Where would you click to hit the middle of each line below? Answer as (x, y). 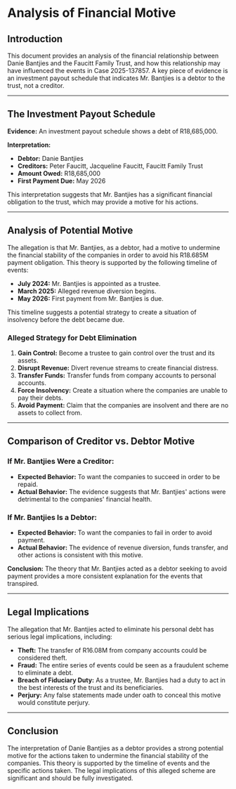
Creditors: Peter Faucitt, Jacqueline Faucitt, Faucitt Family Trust (110, 166)
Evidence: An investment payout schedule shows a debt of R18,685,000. (112, 131)
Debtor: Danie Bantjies (51, 158)
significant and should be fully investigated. (70, 778)
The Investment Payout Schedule (81, 114)
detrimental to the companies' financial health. (85, 499)
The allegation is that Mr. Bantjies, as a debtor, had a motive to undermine (114, 247)
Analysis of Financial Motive (92, 13)
